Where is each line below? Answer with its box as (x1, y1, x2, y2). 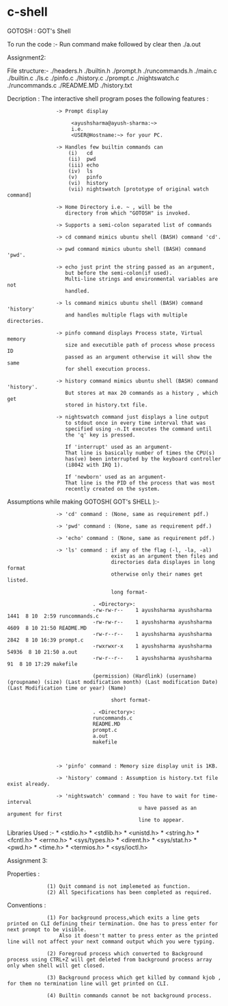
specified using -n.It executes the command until (65, 426, 212, 432)
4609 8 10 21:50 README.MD (7, 624, 87, 631)
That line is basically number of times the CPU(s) (65, 450, 215, 456)
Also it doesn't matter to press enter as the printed (59, 932, 218, 939)
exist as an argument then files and (111, 552, 218, 559)
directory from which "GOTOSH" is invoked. (65, 210, 191, 217)
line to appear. (138, 816, 185, 823)
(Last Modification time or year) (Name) (7, 685, 127, 691)
